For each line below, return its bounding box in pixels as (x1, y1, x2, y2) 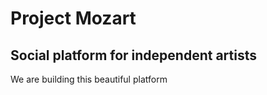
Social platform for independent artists (10, 47, 258, 64)
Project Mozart (10, 7, 137, 30)
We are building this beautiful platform (10, 73, 168, 85)
